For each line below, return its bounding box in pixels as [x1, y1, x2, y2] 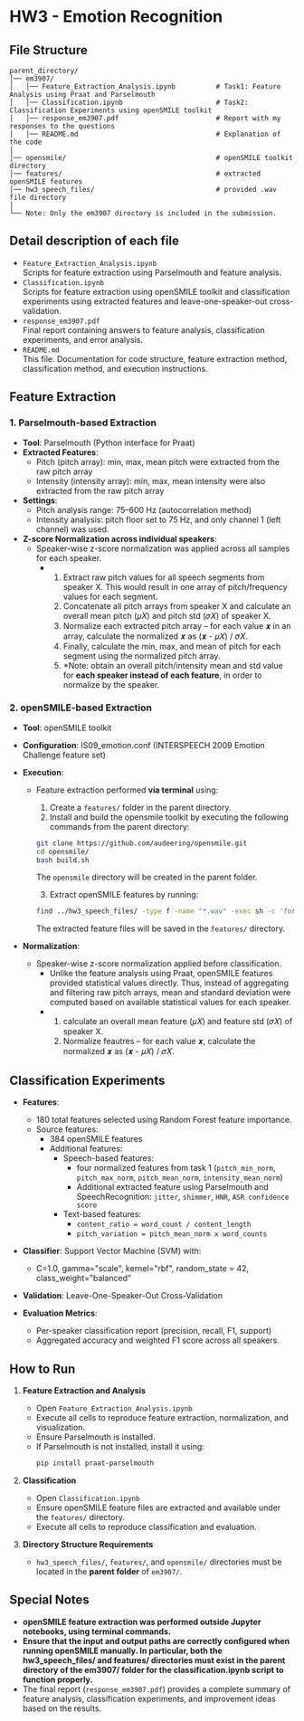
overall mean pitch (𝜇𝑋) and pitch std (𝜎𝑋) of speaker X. [62, 610, 271, 621]
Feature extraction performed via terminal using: [35, 784, 219, 795]
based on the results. [22, 1703, 102, 1714]
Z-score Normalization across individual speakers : [22, 533, 217, 544]
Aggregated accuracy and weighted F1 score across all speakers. [35, 1335, 280, 1345]
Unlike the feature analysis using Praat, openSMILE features [49, 968, 273, 979]
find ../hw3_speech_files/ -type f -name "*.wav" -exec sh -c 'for [35, 907, 296, 916]
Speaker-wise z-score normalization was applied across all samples [35, 543, 290, 554]
